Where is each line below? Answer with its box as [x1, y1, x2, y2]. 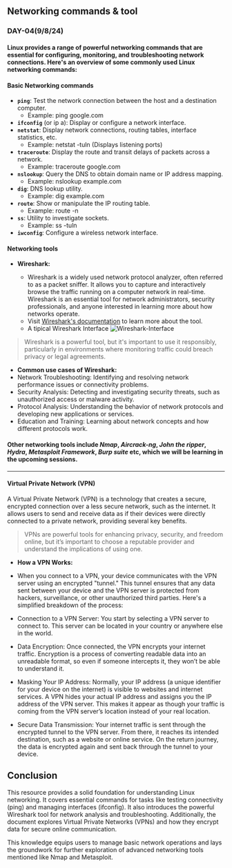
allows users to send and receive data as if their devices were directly [7, 509, 206, 517]
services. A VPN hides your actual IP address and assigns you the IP [17, 692, 212, 700]
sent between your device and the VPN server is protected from [17, 586, 200, 595]
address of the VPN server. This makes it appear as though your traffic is [17, 700, 225, 708]
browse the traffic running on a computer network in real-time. [27, 288, 206, 296]
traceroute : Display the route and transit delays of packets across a [17, 148, 211, 156]
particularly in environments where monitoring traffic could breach [23, 345, 213, 354]
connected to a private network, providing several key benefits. [7, 517, 188, 525]
